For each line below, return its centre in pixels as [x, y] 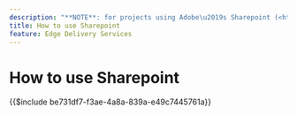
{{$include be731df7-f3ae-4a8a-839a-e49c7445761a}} [110, 102]
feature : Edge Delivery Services [71, 34]
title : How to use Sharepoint [65, 26]
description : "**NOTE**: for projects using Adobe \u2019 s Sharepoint [140, 17]
